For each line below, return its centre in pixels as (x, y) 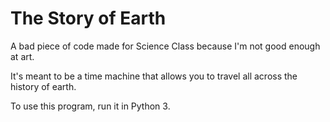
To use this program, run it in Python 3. (90, 106)
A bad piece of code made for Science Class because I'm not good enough (165, 46)
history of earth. (43, 86)
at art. (22, 56)
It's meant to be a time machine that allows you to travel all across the (154, 76)
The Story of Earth (88, 18)
